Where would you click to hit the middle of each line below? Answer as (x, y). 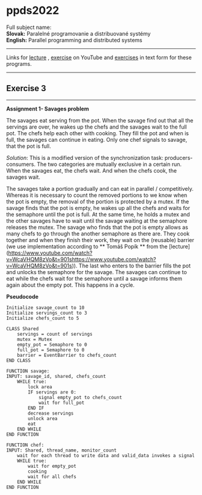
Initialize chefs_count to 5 (43, 318)
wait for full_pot (61, 403)
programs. (19, 63)
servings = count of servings (55, 334)
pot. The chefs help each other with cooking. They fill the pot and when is (98, 133)
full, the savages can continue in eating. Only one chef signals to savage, (97, 139)
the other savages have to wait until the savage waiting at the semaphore (97, 220)
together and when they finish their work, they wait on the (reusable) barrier (100, 240)
